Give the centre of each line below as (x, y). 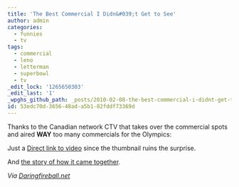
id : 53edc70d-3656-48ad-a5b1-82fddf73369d (71, 107)
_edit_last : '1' (31, 93)
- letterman (32, 67)
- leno (23, 60)
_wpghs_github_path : (38, 100)
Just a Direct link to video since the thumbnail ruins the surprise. (102, 148)
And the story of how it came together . (64, 161)
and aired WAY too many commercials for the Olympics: (90, 134)
